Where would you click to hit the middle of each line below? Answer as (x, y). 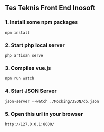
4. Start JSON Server (31, 91)
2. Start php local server (35, 45)
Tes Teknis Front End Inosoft (50, 8)
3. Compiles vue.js (28, 68)
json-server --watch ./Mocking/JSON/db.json (52, 101)
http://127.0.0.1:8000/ (30, 124)
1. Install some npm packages (42, 22)
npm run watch (20, 79)
